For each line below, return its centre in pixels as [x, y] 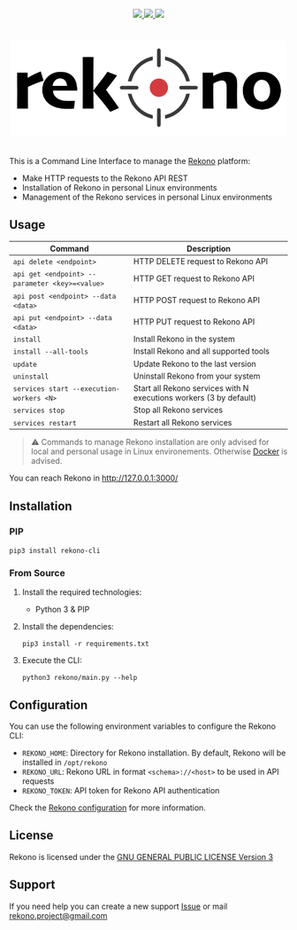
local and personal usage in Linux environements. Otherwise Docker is [159, 451]
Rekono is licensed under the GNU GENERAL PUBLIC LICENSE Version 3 [141, 856]
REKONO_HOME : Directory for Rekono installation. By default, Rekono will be [154, 753]
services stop [39, 411]
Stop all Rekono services [178, 410]
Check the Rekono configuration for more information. [107, 808]
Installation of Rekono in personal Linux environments [119, 187]
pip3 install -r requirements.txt [85, 644]
